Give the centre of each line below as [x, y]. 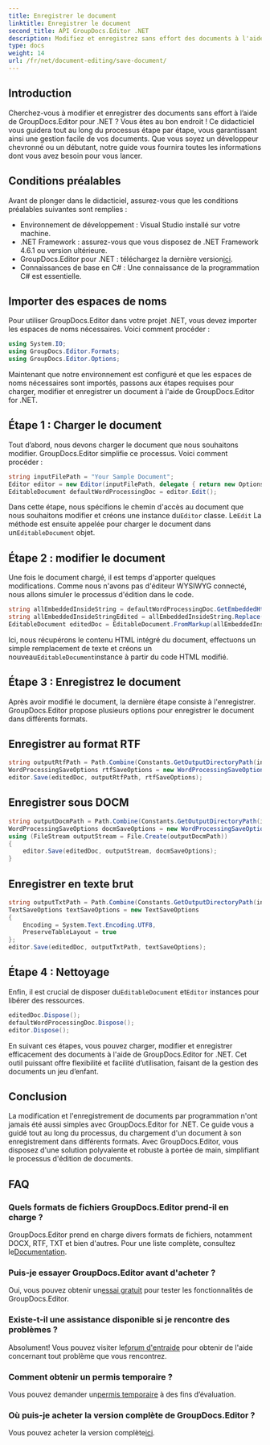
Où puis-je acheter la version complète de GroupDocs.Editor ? [132, 1415]
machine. [35, 233]
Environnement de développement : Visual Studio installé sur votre [130, 224]
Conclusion [38, 1096]
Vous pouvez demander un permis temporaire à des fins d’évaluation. [122, 1394]
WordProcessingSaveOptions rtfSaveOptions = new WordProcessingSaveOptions [138, 770]
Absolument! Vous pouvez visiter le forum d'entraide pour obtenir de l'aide [131, 1347]
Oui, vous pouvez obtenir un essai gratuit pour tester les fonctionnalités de [131, 1290]
